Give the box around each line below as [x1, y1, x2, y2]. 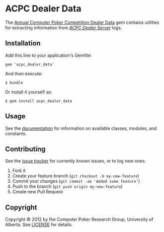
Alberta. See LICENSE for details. [5, 222, 73, 228]
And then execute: [5, 71, 43, 77]
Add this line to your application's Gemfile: [5, 52, 92, 58]
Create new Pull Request [12, 189, 63, 195]
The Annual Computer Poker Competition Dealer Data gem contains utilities [5, 19, 160, 25]
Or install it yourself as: [5, 89, 52, 95]
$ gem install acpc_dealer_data [5, 98, 72, 103]
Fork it [12, 167, 26, 174]
